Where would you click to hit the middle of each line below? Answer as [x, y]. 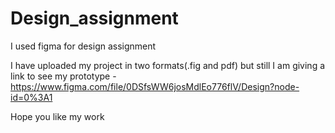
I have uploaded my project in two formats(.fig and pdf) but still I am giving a [168, 65]
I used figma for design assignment [83, 46]
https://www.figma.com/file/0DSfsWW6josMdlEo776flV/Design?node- [155, 86]
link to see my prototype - [63, 76]
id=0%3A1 [31, 97]
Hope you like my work [57, 116]
